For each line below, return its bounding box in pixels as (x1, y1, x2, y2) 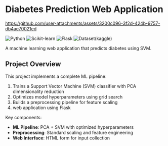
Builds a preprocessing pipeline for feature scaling (12, 99, 118, 105)
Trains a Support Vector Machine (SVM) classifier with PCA (12, 83, 137, 89)
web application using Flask (12, 105, 71, 111)
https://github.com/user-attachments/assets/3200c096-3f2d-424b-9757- (5, 20, 160, 26)
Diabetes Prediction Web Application (5, 4, 163, 15)
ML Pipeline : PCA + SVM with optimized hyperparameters (12, 124, 134, 130)
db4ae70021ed (5, 25, 37, 31)
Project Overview (5, 60, 61, 69)
